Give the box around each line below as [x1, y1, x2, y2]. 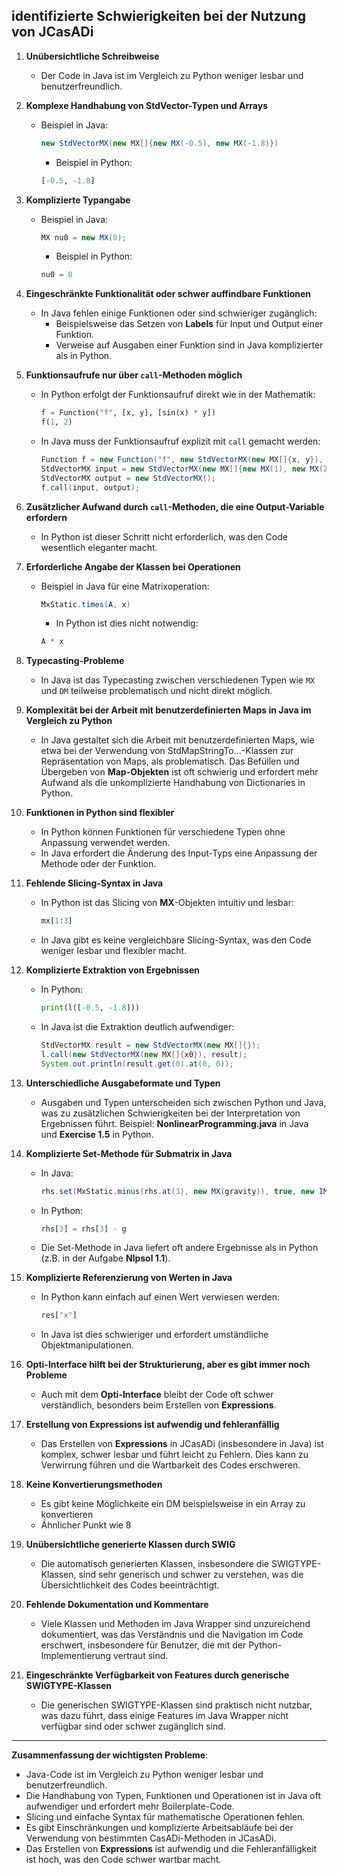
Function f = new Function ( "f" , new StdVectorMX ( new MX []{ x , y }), [40, 455, 324, 465]
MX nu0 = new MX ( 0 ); [40, 232, 127, 243]
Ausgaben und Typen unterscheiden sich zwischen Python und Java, [40, 1096, 327, 1108]
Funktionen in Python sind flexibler [25, 807, 175, 819]
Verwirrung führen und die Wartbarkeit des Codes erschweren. [40, 1459, 301, 1471]
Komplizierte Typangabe [25, 194, 131, 206]
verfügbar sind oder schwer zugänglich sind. [40, 1720, 226, 1733]
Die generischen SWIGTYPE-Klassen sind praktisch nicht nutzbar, [40, 1699, 313, 1711]
